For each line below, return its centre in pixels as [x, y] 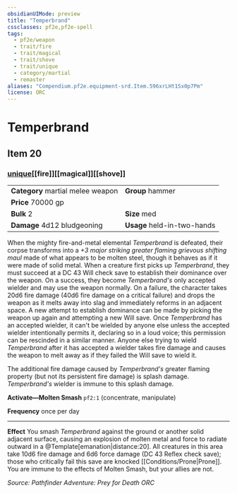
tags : [15, 34]
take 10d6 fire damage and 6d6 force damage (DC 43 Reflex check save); [114, 454]
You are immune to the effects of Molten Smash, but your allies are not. [111, 469]
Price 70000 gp [38, 202]
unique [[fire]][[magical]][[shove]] [66, 174]
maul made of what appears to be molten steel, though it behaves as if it [113, 258]
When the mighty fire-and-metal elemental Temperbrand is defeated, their [115, 243]
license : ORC [26, 92]
